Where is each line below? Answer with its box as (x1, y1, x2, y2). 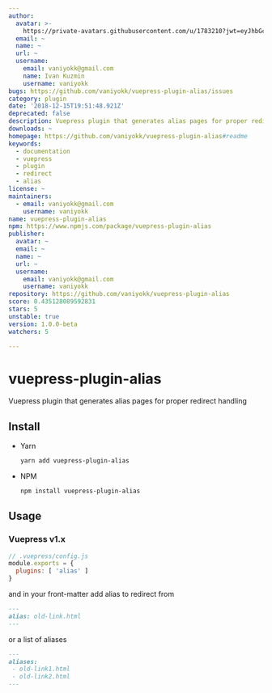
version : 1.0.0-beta (8, 320, 79, 328)
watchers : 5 (8, 327, 49, 336)
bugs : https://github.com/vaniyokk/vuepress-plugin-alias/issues (8, 87, 233, 95)
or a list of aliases (8, 634, 67, 644)
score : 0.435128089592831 (8, 298, 96, 306)
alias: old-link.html (8, 612, 82, 620)
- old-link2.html (11, 673, 70, 681)
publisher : (8, 230, 45, 239)
